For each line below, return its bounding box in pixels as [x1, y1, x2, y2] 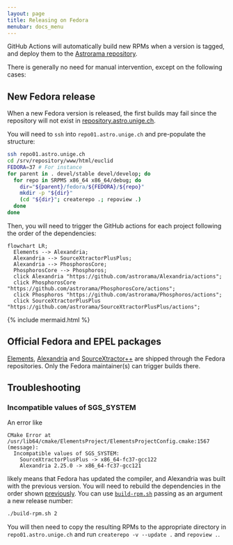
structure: [7, 137, 35, 146]
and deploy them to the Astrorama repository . [7, 49, 138, 58]
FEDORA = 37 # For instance [7, 164, 82, 171]
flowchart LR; [7, 242, 49, 249]
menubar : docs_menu [7, 23, 64, 30]
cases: [7, 70, 26, 79]
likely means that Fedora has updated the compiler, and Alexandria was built [7, 475, 226, 483]
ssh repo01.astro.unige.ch [7, 151, 86, 158]
